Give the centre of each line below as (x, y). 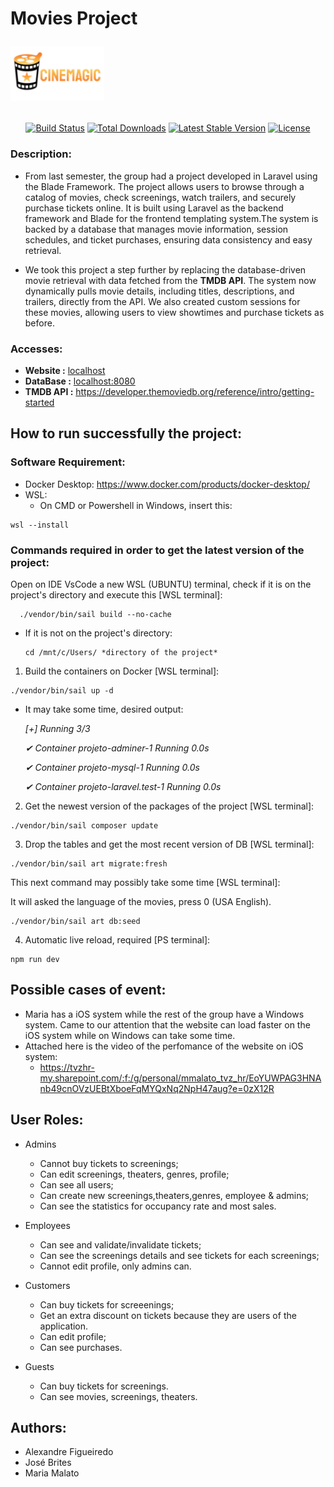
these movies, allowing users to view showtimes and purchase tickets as (174, 312)
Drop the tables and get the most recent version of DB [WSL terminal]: (169, 844)
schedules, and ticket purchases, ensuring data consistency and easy (168, 239)
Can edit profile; (73, 1336)
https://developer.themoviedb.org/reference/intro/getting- (195, 391)
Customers (47, 1285)
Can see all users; (76, 1184)
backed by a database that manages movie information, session (156, 229)
